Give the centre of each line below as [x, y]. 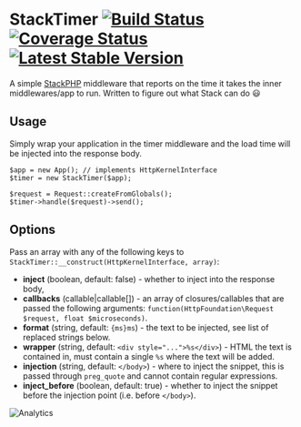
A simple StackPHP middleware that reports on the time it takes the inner [145, 83]
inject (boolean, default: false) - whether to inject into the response [149, 279]
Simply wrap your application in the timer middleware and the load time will [150, 143]
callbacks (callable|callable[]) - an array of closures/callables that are [153, 298]
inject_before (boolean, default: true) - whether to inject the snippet [150, 385]
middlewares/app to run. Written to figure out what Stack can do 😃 [135, 93]
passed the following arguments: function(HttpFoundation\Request [148, 308]
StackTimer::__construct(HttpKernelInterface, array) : [115, 261]
